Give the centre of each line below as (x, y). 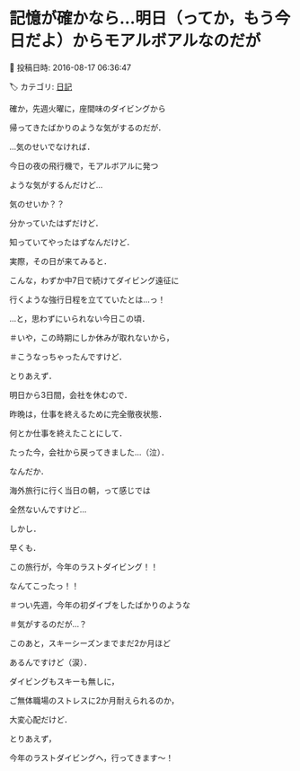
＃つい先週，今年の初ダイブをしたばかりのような (100, 605)
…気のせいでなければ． (52, 146)
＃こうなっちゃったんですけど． (68, 357)
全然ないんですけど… (48, 510)
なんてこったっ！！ (44, 586)
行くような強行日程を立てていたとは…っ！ (88, 299)
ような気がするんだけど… (56, 184)
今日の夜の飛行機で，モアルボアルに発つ (84, 165)
